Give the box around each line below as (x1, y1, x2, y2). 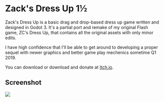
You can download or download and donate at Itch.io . (5, 64, 114, 70)
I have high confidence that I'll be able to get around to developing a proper (5, 44, 159, 50)
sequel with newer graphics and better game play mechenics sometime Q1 (5, 50, 157, 55)
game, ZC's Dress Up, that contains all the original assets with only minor (5, 29, 154, 35)
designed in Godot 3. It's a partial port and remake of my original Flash (5, 24, 148, 30)
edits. (5, 35, 16, 41)
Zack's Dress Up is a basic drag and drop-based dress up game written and (5, 19, 159, 25)
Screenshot (5, 78, 42, 87)
